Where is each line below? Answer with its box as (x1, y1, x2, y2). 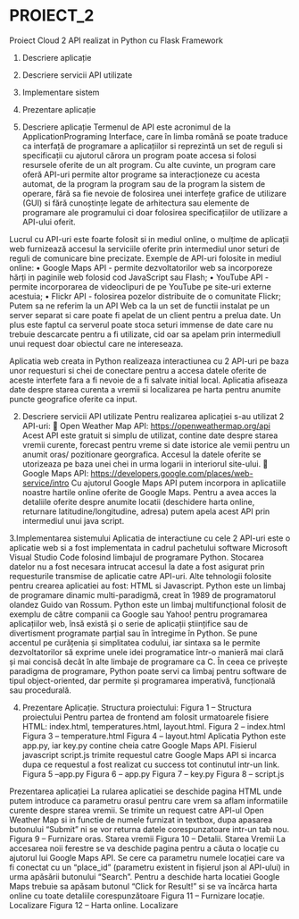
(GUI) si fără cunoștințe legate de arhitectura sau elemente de (21, 198, 250, 208)
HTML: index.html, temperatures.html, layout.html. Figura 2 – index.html (21, 721, 286, 731)
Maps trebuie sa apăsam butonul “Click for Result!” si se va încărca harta (9, 881, 278, 891)
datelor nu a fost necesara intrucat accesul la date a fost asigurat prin (9, 561, 265, 572)
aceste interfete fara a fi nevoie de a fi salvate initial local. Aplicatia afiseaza (9, 375, 288, 385)
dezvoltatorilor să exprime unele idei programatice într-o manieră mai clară (9, 646, 284, 657)
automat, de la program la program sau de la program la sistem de (21, 178, 266, 189)
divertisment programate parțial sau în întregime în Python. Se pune (9, 628, 258, 638)
